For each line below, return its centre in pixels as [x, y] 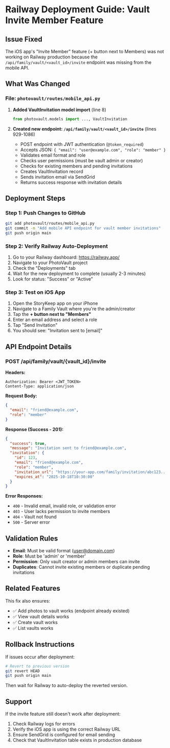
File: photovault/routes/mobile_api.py [53, 98]
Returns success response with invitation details [71, 182]
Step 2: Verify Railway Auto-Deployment [57, 246]
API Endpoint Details [39, 347]
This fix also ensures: [28, 601]
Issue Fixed [24, 39]
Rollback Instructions [40, 644]
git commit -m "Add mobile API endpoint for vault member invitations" [83, 228]
